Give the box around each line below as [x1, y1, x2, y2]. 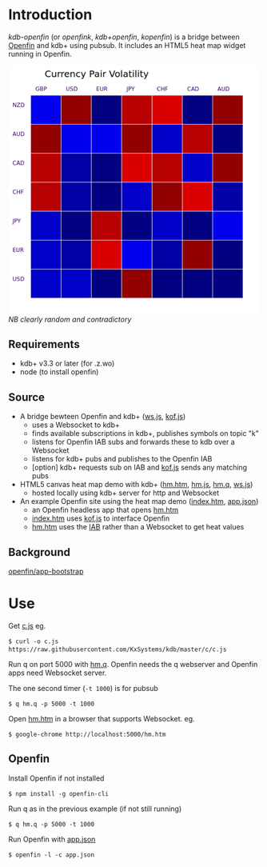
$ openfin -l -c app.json [8, 850, 94, 859]
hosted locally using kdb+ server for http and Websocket [31, 488, 220, 497]
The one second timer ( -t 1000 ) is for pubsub [8, 683, 158, 693]
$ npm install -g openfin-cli [8, 789, 110, 797]
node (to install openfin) [19, 367, 99, 377]
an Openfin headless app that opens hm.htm [31, 505, 179, 515]
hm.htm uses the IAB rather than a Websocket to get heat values [31, 522, 245, 532]
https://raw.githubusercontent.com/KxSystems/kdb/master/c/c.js [8, 645, 227, 653]
